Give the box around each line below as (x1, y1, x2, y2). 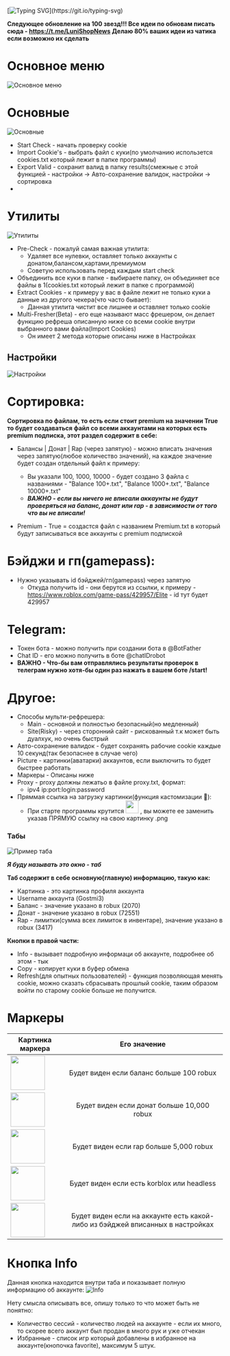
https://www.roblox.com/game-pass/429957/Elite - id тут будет (27, 590, 209, 599)
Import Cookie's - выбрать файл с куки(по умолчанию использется (16, 148, 214, 156)
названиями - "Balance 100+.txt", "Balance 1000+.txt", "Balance (27, 480, 210, 488)
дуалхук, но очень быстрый (27, 735, 109, 743)
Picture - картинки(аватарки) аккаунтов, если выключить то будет (16, 756, 211, 765)
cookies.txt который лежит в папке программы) (16, 155, 157, 164)
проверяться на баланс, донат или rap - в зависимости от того (27, 501, 218, 510)
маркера (19, 1044, 51, 1053)
